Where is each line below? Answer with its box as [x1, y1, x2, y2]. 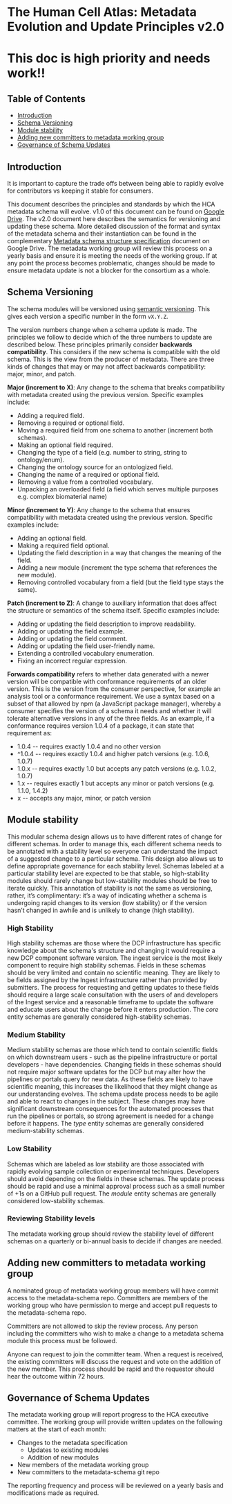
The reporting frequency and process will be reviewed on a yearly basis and [7, 1481, 224, 1490]
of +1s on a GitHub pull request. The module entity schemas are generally [7, 1189, 217, 1198]
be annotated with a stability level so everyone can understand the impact [7, 847, 217, 855]
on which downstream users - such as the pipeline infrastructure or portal [7, 1053, 217, 1061]
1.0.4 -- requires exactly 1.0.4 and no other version [17, 742, 161, 751]
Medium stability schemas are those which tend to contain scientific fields [7, 1046, 218, 1054]
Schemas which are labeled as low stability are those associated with [7, 1160, 204, 1168]
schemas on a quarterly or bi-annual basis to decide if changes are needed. [7, 1236, 223, 1245]
